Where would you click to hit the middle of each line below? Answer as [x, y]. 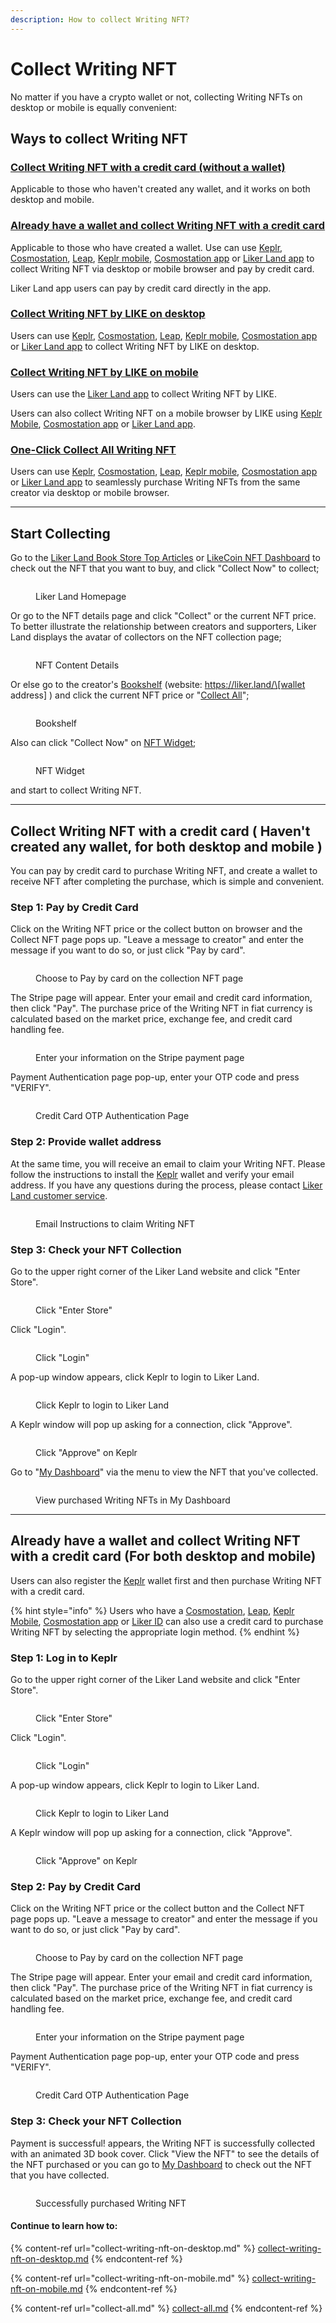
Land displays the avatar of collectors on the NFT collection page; [146, 637]
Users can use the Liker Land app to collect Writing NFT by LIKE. [143, 394]
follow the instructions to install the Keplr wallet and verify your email [152, 1174]
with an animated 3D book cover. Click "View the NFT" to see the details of [165, 2153]
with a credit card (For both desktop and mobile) [163, 1556]
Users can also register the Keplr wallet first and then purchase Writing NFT [166, 1580]
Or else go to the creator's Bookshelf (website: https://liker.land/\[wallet [158, 685]
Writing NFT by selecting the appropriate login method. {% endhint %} [155, 1632]
